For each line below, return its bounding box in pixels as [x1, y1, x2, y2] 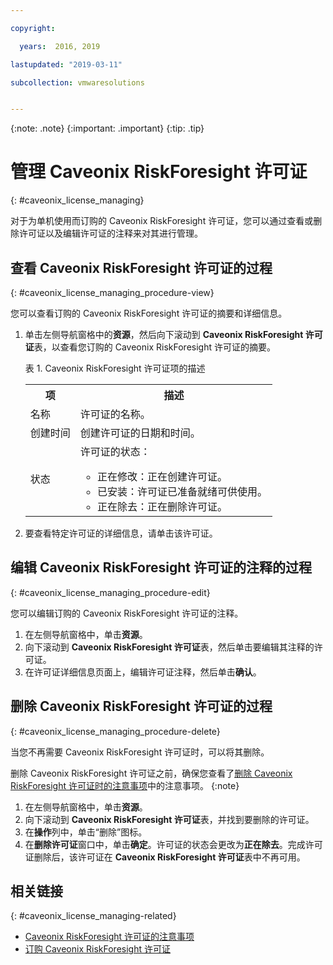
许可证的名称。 [79, 407, 151, 421]
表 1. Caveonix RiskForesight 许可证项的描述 [24, 362, 206, 374]
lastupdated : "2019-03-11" [10, 59, 123, 70]
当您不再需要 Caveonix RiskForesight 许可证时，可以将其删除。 [10, 746, 270, 758]
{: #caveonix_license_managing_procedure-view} [10, 287, 215, 298]
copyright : [10, 23, 56, 33]
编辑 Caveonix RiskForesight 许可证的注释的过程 [10, 559, 312, 576]
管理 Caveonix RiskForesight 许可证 [10, 161, 308, 183]
